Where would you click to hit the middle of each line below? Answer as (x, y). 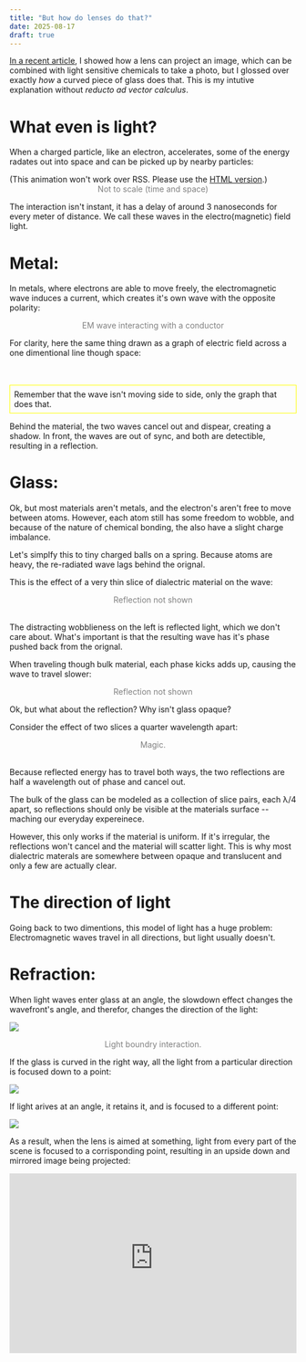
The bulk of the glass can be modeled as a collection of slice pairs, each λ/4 (153, 800)
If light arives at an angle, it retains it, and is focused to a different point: (144, 1106)
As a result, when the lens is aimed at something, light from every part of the (153, 1141)
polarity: (25, 308)
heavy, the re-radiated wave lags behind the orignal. (107, 565)
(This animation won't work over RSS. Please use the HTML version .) (138, 180)
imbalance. (30, 537)
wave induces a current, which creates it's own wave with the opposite (143, 299)
